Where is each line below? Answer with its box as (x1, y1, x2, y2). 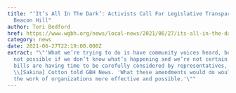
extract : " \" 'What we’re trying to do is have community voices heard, (7, 50, 221, 57)
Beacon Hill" (13, 17, 52, 24)
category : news (7, 36, 52, 43)
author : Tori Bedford (7, 23, 71, 30)
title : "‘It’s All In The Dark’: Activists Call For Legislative (7, 10, 202, 17)
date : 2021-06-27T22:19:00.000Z (7, 43, 102, 50)
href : (7, 29, 23, 37)
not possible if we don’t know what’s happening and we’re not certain (13, 56, 228, 63)
